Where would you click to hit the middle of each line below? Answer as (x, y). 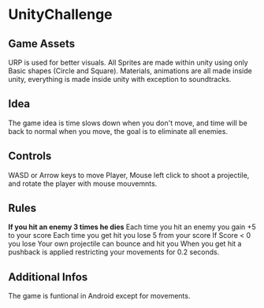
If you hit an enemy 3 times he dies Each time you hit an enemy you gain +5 (132, 227)
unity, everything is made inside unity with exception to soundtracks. (120, 79)
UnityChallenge (60, 15)
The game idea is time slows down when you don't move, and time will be (128, 123)
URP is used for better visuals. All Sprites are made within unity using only (128, 62)
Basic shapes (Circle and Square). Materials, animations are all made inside (130, 71)
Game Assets (42, 44)
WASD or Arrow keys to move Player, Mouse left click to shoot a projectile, (129, 175)
